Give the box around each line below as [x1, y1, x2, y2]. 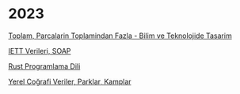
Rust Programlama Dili [8, 61, 81, 71]
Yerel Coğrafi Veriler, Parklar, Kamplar [8, 77, 132, 86]
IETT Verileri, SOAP [8, 46, 71, 55]
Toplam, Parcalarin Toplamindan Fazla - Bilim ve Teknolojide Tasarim [8, 31, 232, 40]
